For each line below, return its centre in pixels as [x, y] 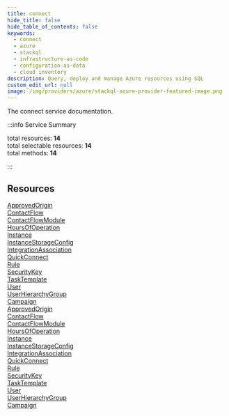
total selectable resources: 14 [49, 146]
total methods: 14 [32, 153]
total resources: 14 [34, 138]
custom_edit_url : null [40, 85]
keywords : [22, 33]
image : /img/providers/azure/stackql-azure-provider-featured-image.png [115, 91]
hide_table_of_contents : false [53, 26]
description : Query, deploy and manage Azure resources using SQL [105, 78]
